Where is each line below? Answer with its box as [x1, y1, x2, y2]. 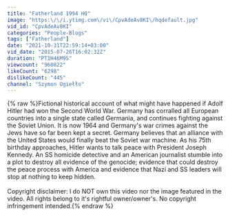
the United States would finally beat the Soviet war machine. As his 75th [7, 136, 211, 145]
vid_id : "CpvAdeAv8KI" [7, 23, 72, 30]
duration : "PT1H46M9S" [7, 55, 72, 62]
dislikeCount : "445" [7, 74, 67, 81]
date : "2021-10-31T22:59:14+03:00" [7, 42, 109, 49]
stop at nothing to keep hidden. [7, 173, 96, 181]
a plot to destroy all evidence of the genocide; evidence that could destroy [7, 158, 218, 166]
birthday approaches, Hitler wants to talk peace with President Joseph [7, 143, 207, 152]
